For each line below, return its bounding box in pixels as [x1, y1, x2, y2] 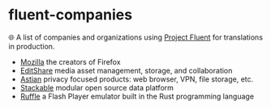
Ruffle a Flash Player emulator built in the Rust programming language [19, 91, 254, 101]
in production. [8, 41, 55, 51]
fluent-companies [8, 6, 132, 24]
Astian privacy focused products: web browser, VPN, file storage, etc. [19, 74, 254, 84]
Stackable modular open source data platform [19, 82, 174, 92]
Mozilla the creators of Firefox [19, 57, 121, 66]
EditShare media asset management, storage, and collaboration [19, 65, 233, 75]
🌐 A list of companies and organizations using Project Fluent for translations [8, 32, 264, 42]
